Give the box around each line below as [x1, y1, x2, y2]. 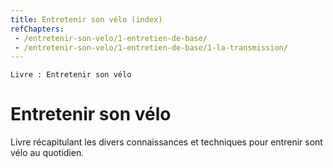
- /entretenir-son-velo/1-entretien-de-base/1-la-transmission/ [14, 42, 288, 53]
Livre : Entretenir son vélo [10, 70, 132, 80]
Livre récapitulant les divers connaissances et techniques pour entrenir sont [10, 136, 323, 148]
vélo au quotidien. [10, 147, 85, 159]
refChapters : [10, 24, 65, 34]
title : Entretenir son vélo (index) [10, 14, 163, 25]
